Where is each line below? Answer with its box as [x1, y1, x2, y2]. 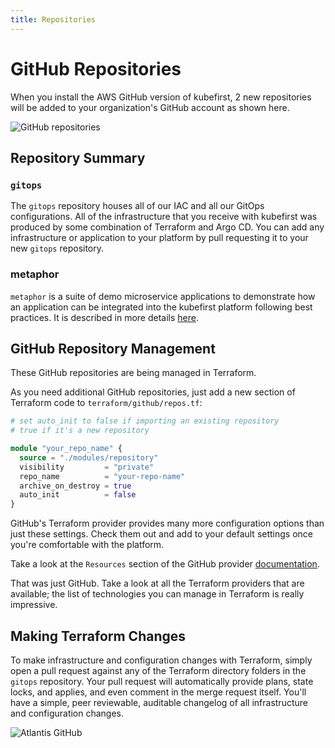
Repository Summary [10, 149, 146, 166]
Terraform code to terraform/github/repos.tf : [10, 397, 203, 409]
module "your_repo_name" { [10, 444, 123, 454]
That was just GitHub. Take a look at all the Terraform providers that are [10, 577, 305, 590]
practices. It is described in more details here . [10, 311, 199, 323]
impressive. [10, 599, 58, 611]
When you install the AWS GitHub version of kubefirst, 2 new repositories [10, 91, 312, 103]
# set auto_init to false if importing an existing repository [10, 416, 280, 426]
